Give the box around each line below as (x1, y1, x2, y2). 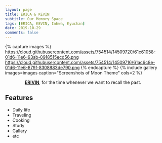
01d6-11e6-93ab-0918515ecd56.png (5, 54, 79, 60)
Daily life (12, 107, 31, 112)
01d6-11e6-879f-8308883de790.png (5, 65, 80, 71)
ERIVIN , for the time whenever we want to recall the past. (24, 79, 142, 85)
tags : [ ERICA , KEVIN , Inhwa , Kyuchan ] (5, 21, 85, 26)
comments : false (5, 30, 39, 35)
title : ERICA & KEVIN (5, 12, 50, 17)
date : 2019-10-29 (5, 26, 41, 31)
